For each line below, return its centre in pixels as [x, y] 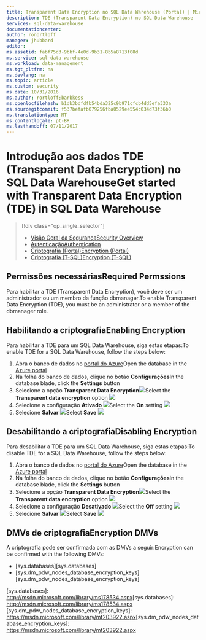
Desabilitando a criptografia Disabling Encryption [102, 431]
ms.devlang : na [26, 75]
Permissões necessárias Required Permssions [96, 277]
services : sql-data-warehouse [45, 23]
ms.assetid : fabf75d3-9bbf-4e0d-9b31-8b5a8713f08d [72, 52]
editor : [16, 47]
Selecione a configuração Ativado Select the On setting [89, 405]
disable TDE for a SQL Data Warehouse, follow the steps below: [86, 453]
